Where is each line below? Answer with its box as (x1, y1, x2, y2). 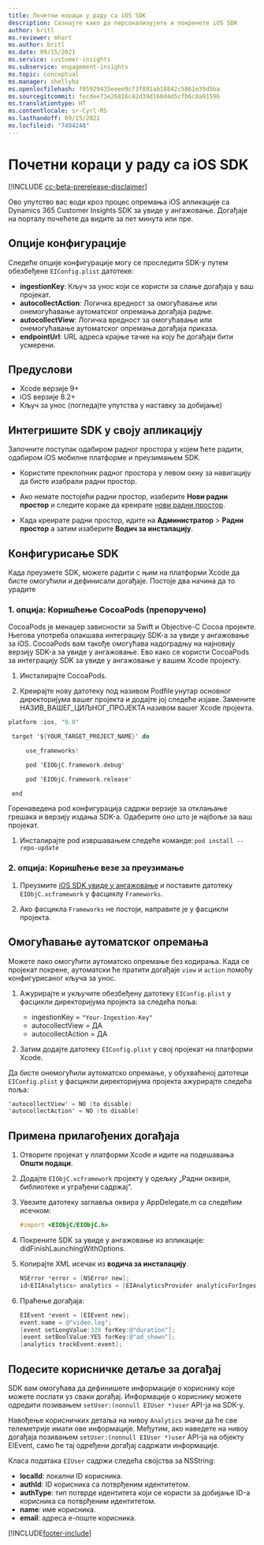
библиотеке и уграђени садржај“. (19, 1182, 132, 1192)
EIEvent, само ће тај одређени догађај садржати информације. (8, 1440, 220, 1449)
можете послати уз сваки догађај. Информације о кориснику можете (8, 1391, 242, 1401)
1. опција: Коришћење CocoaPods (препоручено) (8, 604, 206, 615)
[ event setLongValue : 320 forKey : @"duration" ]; (19, 1326, 176, 1334)
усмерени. (19, 340, 56, 350)
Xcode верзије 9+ (19, 384, 80, 393)
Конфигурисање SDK (8, 546, 120, 561)
